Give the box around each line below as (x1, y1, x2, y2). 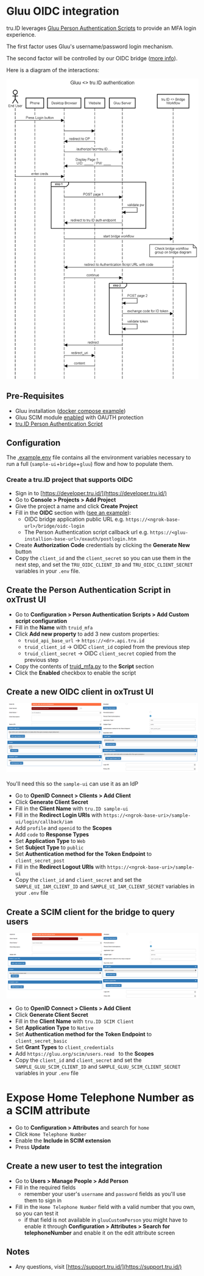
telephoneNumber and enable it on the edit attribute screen (24, 1229, 175, 1236)
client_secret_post (15, 858, 65, 864)
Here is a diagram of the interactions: (6, 66, 99, 74)
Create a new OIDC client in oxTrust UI (6, 686, 154, 697)
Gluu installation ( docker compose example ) (15, 407, 126, 414)
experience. (6, 30, 37, 38)
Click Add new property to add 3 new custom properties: (15, 630, 160, 637)
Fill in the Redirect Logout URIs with (15, 863, 107, 870)
